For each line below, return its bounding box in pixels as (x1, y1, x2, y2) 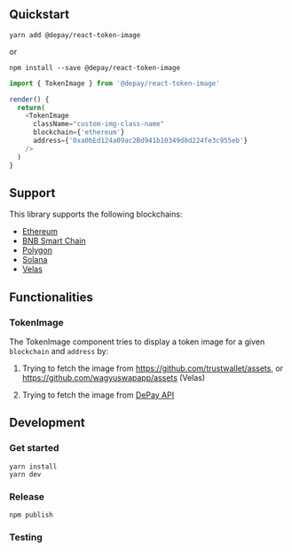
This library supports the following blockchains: (9, 209, 183, 220)
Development (9, 415, 86, 430)
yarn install (9, 461, 58, 471)
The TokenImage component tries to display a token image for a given (9, 336, 265, 347)
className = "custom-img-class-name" (32, 120, 165, 129)
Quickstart (9, 7, 70, 22)
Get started (9, 442, 59, 454)
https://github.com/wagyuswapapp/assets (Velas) (21, 373, 206, 383)
